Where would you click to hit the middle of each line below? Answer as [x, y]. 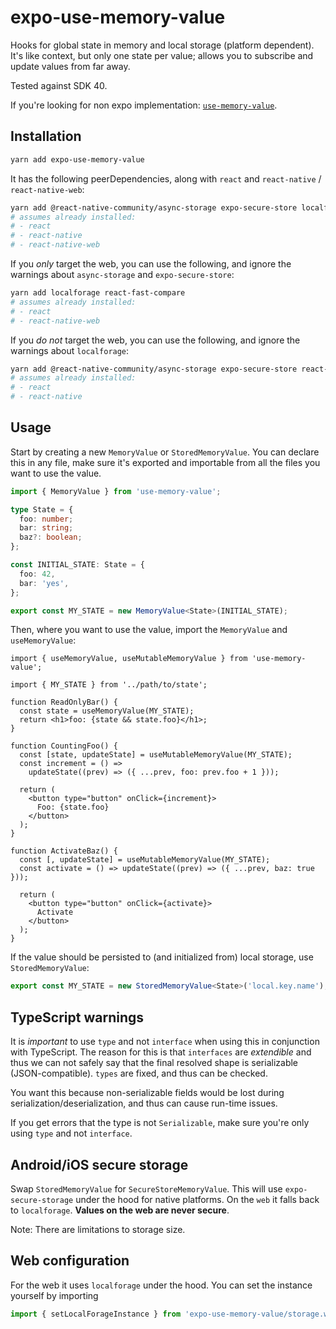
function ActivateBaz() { [64, 851]
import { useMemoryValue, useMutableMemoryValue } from [129, 659]
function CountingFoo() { [64, 746]
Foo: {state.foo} [73, 807]
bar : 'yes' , [44, 583]
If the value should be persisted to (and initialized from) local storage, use [162, 957]
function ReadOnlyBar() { [64, 702]
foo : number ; [46, 519]
